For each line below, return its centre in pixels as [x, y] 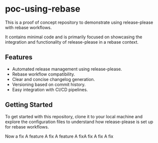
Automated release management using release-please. [67, 69]
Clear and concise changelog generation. [53, 79]
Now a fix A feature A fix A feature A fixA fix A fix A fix [59, 136]
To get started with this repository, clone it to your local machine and [74, 116]
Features [19, 57]
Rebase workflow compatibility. [44, 74]
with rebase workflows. [28, 27]
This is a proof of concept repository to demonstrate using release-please [79, 22]
